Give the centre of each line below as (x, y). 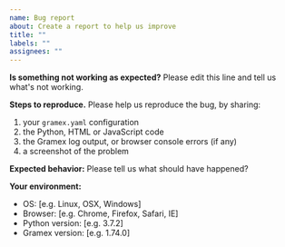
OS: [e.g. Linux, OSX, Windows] (82, 204)
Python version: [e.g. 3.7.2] (73, 223)
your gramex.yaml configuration (80, 123)
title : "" (28, 35)
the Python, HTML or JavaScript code (93, 132)
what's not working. (46, 87)
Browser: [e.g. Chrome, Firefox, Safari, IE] (100, 213)
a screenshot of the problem (76, 152)
